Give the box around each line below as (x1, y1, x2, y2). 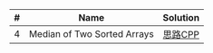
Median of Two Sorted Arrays (28, 28, 154, 40)
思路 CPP (162, 29, 199, 40)
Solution (162, 12, 200, 23)
